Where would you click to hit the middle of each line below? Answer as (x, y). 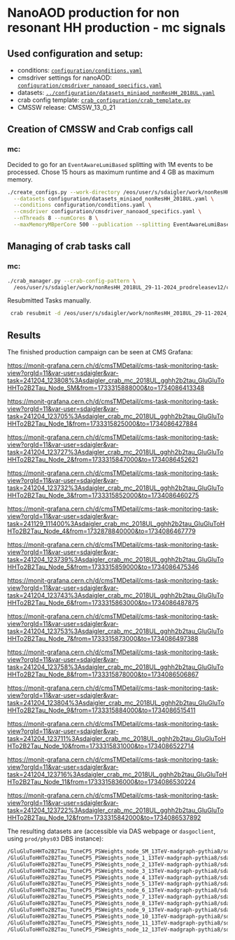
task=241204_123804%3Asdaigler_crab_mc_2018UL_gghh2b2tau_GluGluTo (116, 703)
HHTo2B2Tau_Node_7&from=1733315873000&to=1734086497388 (103, 639)
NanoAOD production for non (93, 13)
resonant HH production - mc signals (116, 28)
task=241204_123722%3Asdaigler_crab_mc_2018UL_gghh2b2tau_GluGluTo (115, 810)
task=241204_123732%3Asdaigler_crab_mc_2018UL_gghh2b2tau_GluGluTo (115, 488)
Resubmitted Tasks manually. (49, 301)
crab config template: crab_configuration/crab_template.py (104, 100)
